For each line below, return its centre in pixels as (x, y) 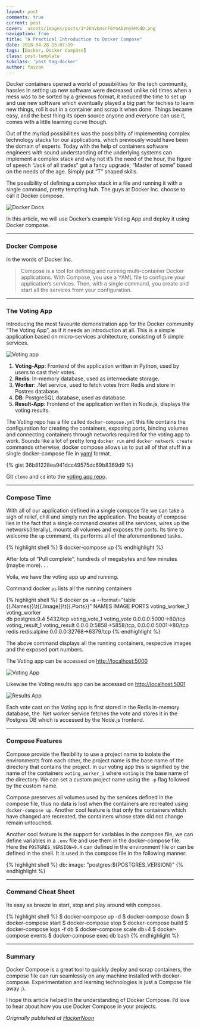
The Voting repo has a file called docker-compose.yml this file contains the (96, 421)
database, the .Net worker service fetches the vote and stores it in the (92, 713)
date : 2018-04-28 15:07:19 (40, 45)
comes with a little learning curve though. (57, 122)
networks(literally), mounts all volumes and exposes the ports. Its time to (95, 530)
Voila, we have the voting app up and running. (62, 577)
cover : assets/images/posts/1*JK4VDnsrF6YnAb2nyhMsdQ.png (81, 28)
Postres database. (37, 391)
